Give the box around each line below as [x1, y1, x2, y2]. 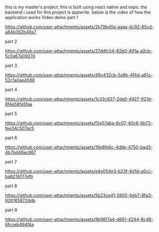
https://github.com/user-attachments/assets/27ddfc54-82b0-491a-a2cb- [5, 48, 153, 54]
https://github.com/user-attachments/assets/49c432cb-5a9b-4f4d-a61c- [5, 72, 153, 77]
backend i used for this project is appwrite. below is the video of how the [5, 9, 151, 15]
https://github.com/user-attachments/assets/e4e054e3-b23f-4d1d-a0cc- [5, 168, 153, 174]
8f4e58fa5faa [5, 101, 33, 107]
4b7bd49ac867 [5, 150, 36, 155]
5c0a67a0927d [5, 53, 35, 59]
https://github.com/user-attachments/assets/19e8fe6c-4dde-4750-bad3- [5, 144, 153, 150]
